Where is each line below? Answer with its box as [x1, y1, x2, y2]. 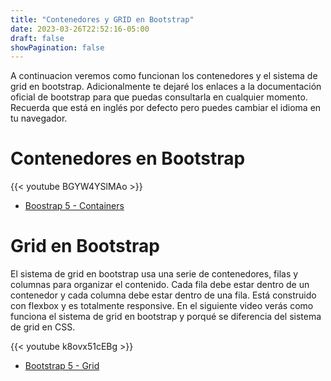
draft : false [10, 33, 65, 43]
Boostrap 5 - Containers [24, 200, 125, 212]
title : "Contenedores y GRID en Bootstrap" [10, 14, 195, 25]
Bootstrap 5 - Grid [24, 360, 100, 372]
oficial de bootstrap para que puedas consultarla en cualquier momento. [10, 91, 308, 103]
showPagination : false [10, 42, 105, 53]
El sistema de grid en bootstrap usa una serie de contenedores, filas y [10, 268, 299, 280]
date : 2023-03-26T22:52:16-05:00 [10, 24, 150, 34]
